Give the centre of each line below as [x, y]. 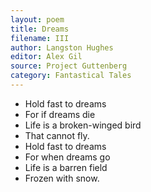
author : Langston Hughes [62, 47]
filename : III [40, 38]
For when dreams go [67, 157]
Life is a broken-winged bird [83, 125]
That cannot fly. [57, 135]
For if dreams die [60, 114]
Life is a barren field [66, 167]
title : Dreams [40, 29]
